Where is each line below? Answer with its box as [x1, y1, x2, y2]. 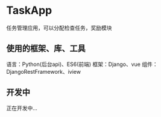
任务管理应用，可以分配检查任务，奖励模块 [6, 24, 112, 31]
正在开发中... [6, 104, 38, 112]
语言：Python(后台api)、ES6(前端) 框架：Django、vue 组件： [6, 61, 158, 68]
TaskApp [6, 4, 52, 17]
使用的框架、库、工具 [6, 43, 86, 54]
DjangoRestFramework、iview [6, 68, 81, 75]
